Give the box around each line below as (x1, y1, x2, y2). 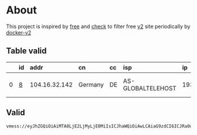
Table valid (6, 46, 47, 56)
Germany (78, 80, 104, 88)
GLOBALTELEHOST (123, 84, 177, 92)
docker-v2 (6, 29, 32, 36)
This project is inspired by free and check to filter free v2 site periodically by (6, 23, 191, 30)
